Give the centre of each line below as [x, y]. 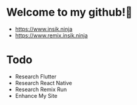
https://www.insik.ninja [44, 29]
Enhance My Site [36, 95]
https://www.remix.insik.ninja [51, 35]
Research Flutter [35, 76]
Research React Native [44, 83]
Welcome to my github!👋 [69, 12]
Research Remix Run [41, 89]
